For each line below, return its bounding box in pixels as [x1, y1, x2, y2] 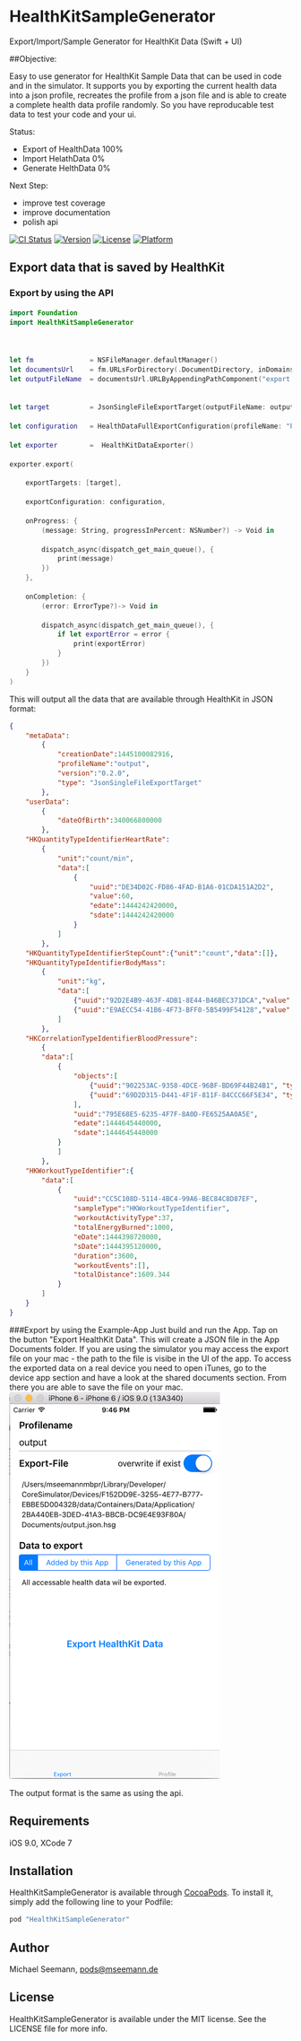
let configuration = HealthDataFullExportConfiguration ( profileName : [9, 422, 282, 432]
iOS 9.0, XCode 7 [9, 1837, 73, 1848]
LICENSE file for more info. [9, 2023, 108, 2034]
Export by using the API [9, 287, 114, 300]
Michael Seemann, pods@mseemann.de [9, 1964, 159, 1975]
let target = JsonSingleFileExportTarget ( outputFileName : [9, 403, 267, 412]
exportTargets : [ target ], [25, 478, 123, 488]
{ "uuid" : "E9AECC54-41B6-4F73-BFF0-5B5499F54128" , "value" [73, 1005, 291, 1015]
